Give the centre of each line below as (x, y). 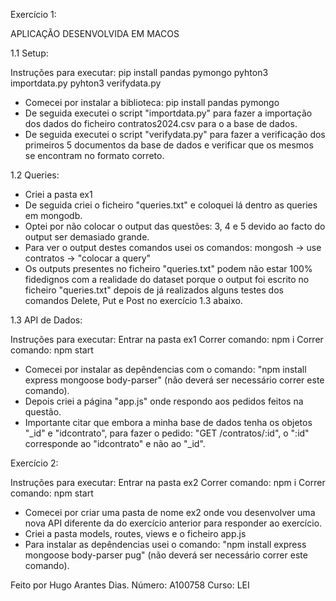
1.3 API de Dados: (46, 320)
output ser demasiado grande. (87, 237)
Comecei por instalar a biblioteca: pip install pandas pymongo (152, 102)
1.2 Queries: (35, 175)
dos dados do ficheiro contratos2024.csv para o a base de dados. (161, 123)
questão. (43, 412)
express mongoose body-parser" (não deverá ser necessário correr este (174, 380)
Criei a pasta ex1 (58, 194)
